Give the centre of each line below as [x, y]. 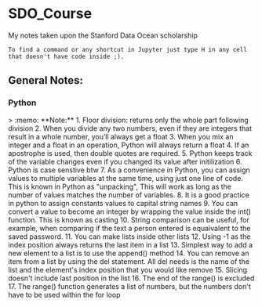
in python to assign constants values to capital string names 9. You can [123, 203]
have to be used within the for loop [64, 294]
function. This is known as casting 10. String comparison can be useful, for [129, 219]
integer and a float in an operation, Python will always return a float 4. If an [129, 145]
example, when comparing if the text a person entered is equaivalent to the [129, 228]
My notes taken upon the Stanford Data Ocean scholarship [103, 35]
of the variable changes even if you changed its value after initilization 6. [125, 161]
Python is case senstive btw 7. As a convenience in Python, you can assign [129, 170]
